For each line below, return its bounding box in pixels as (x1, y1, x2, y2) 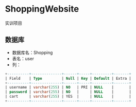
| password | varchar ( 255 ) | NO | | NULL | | (5, 89, 132, 94)
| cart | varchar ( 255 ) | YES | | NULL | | (5, 94, 132, 99)
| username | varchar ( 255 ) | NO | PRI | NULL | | (5, 85, 132, 90)
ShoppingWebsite (5, 3, 79, 15)
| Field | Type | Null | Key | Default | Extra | (5, 76, 132, 81)
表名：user (12, 55, 34, 61)
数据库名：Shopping (12, 50, 53, 55)
